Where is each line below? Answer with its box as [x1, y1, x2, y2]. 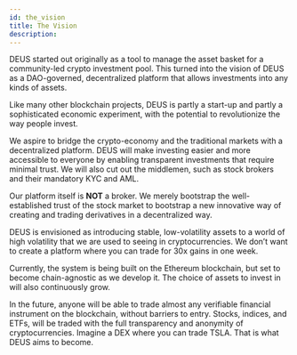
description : [9, 29, 58, 38]
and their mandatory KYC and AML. [9, 173, 140, 184]
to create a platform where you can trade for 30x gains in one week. [9, 246, 259, 256]
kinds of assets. [9, 82, 68, 93]
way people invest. [9, 118, 78, 129]
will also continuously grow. [9, 282, 111, 293]
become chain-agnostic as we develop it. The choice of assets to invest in [9, 272, 282, 283]
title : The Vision [9, 21, 77, 30]
